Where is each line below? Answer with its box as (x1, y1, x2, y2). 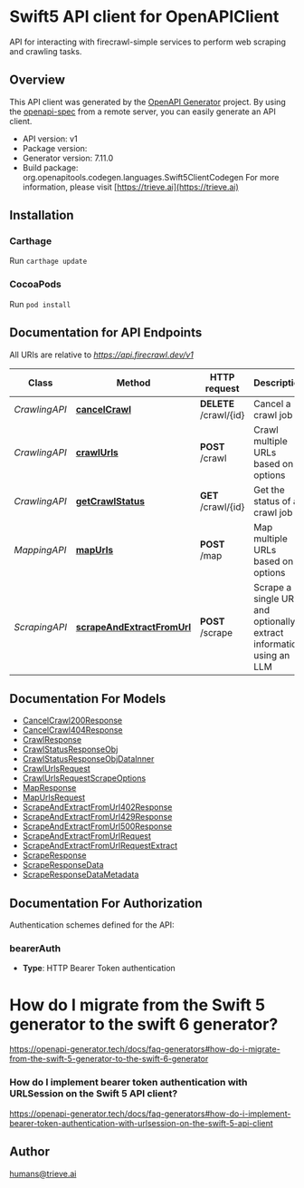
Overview (9, 73, 66, 88)
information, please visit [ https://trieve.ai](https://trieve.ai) (22, 181, 240, 192)
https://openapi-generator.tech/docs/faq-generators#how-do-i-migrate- (9, 1044, 280, 1055)
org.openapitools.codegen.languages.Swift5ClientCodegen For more (22, 171, 280, 182)
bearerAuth (9, 942, 62, 955)
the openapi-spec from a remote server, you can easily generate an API (9, 106, 276, 117)
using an (252, 648, 290, 661)
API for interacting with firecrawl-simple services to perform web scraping (9, 36, 287, 47)
